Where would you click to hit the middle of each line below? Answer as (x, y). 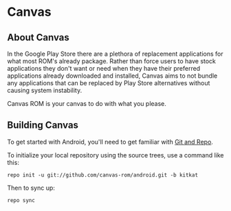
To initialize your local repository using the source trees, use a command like (115, 155)
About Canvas (38, 37)
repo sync (21, 200)
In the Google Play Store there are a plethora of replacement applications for (115, 54)
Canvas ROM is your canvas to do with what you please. (87, 103)
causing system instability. (45, 90)
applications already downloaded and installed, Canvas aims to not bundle (112, 76)
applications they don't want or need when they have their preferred (104, 68)
